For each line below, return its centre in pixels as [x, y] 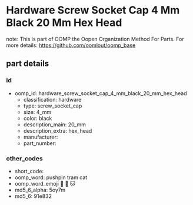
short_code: [29, 171]
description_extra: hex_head [58, 130]
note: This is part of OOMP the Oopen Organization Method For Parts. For [95, 39]
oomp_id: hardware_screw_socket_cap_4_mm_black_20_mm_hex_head [101, 93]
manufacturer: [41, 137]
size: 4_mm [37, 112]
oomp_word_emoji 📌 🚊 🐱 [45, 183]
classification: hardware [52, 99]
